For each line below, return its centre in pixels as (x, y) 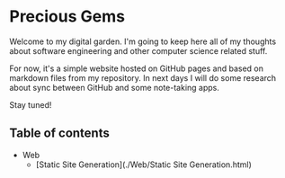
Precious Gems (67, 17)
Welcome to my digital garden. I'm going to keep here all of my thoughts (143, 41)
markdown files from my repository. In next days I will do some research (143, 77)
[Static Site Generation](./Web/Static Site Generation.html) (143, 165)
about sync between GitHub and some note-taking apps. (115, 87)
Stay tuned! (31, 104)
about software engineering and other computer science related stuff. (138, 50)
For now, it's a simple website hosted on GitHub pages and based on (136, 68)
